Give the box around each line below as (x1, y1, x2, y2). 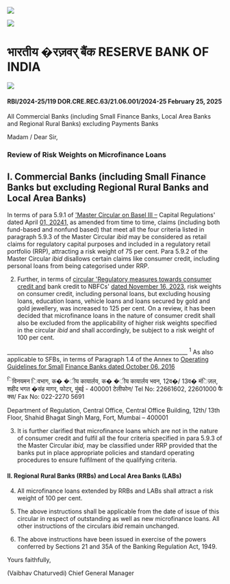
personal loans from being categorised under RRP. (7, 261, 149, 270)
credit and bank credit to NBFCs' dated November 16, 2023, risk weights (16, 282, 222, 291)
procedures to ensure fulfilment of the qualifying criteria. (16, 456, 177, 464)
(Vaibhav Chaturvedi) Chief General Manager (7, 569, 135, 577)
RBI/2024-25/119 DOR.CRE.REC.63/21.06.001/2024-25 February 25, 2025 (7, 97, 222, 106)
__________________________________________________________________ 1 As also (7, 346, 214, 356)
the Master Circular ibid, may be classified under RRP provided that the (16, 441, 218, 450)
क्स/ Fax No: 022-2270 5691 (7, 393, 85, 401)
